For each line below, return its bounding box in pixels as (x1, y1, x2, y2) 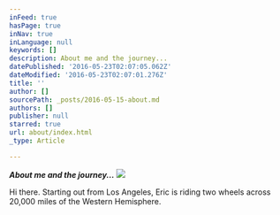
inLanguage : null (9, 37, 73, 47)
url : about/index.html (9, 128, 93, 137)
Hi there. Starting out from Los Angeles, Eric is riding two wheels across (9, 187, 271, 197)
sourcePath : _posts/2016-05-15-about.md (9, 95, 161, 104)
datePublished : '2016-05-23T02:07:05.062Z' (9, 63, 172, 72)
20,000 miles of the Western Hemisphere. (9, 196, 162, 206)
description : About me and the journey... (9, 54, 168, 63)
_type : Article (9, 136, 65, 145)
